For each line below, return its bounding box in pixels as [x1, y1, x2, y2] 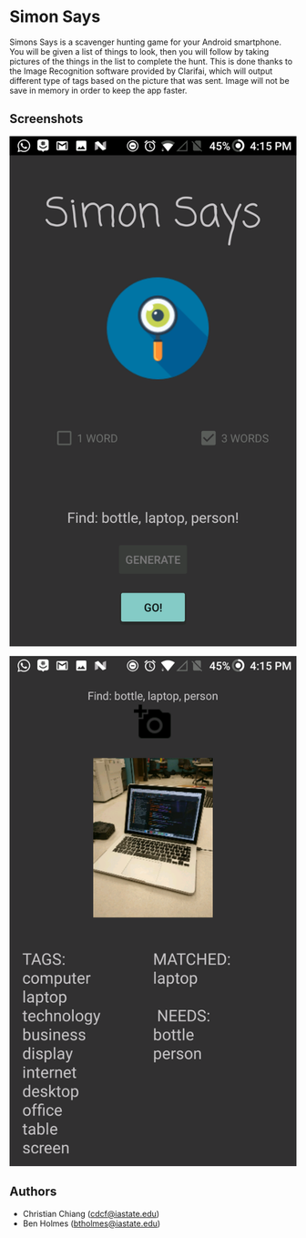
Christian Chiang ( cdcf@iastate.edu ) [22, 1208, 160, 1219]
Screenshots [9, 111, 84, 127]
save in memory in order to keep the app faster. [9, 85, 188, 96]
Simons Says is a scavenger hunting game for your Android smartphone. [9, 36, 282, 47]
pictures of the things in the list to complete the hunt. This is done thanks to [9, 56, 293, 67]
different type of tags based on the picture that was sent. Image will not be [9, 75, 290, 86]
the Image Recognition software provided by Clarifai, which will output [9, 66, 273, 77]
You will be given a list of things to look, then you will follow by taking [9, 46, 270, 56]
